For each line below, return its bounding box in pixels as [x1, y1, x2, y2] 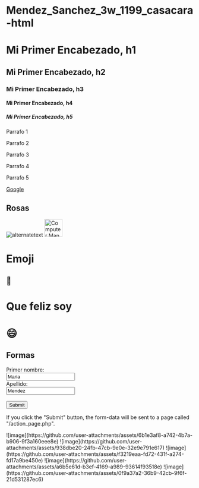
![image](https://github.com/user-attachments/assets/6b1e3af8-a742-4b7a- [6, 432, 193, 439]
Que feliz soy [6, 300, 72, 313]
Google [6, 185, 24, 193]
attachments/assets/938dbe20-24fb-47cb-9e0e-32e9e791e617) [6, 444, 165, 451]
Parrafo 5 [6, 174, 29, 181]
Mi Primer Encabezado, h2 [6, 67, 106, 77]
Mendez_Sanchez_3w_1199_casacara [6, 4, 194, 17]
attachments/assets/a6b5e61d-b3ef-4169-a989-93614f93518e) [6, 463, 162, 470]
